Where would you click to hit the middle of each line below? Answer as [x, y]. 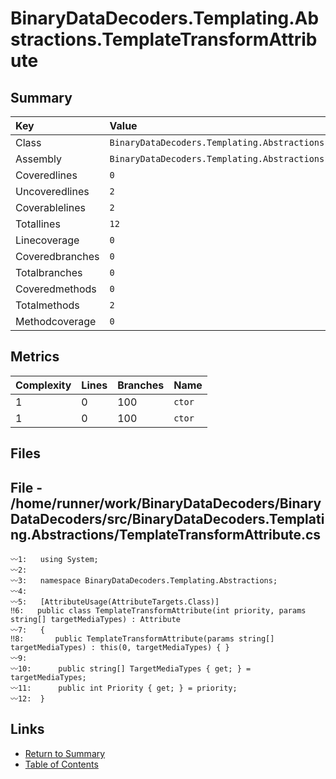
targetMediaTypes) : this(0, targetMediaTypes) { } [120, 648]
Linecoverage [47, 240]
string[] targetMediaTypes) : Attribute [96, 620]
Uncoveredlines [52, 191]
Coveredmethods [56, 289]
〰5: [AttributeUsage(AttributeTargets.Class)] [115, 602]
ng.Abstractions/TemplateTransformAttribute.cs [166, 534]
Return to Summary [65, 753]
